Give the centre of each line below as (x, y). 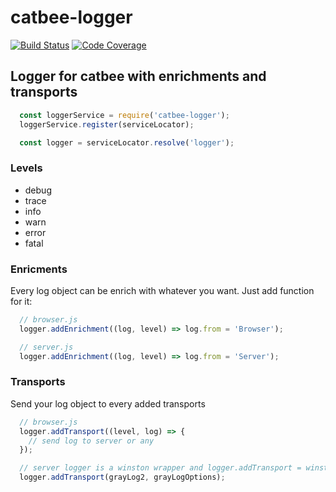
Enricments (39, 269)
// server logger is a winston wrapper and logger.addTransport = (160, 468)
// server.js (46, 347)
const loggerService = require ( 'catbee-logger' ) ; (124, 115)
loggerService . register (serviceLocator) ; (107, 124)
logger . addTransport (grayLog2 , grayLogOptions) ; (122, 477)
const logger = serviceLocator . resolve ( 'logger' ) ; (127, 142)
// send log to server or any (91, 441)
